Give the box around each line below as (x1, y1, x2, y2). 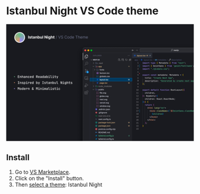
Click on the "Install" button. (14, 174, 85, 182)
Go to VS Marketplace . (14, 168, 71, 176)
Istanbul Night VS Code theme (6, 4, 159, 18)
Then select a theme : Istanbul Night (14, 181, 102, 188)
